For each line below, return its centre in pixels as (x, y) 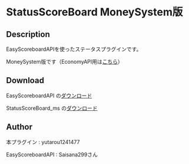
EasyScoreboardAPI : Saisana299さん (52, 155)
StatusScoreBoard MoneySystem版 (94, 12)
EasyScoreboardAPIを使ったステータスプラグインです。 (74, 49)
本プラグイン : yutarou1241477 (43, 142)
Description (28, 34)
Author (19, 127)
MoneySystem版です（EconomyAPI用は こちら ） (64, 62)
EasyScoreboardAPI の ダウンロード (49, 96)
